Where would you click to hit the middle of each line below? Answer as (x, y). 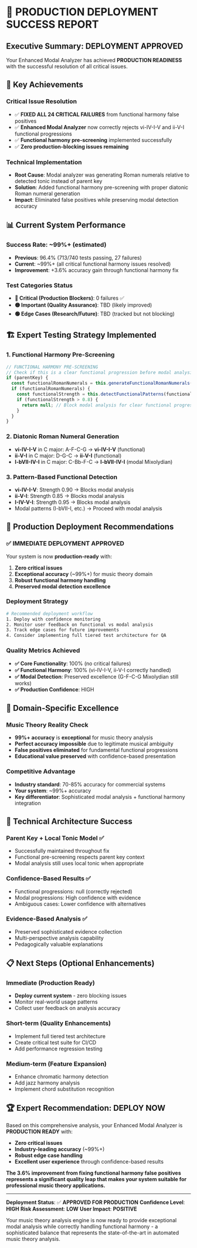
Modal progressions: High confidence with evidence (78, 897)
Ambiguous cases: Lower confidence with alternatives (80, 904)
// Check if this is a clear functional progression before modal (89, 372)
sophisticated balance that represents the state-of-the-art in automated (93, 1232)
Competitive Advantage (41, 772)
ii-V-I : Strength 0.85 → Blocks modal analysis (69, 496)
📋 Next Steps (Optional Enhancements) (80, 963)
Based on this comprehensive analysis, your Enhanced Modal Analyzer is (94, 1125)
